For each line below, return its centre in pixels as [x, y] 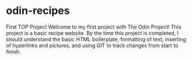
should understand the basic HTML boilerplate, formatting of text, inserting [96, 39]
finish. [13, 51]
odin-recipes [38, 11]
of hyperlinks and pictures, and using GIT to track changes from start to [92, 45]
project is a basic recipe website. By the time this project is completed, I [92, 33]
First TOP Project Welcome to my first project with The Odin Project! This [94, 27]
